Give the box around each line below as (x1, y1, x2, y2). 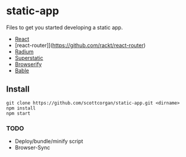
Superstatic (14, 54, 44, 61)
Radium (14, 48, 34, 55)
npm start (6, 110, 31, 117)
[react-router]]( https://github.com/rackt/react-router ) (14, 42, 146, 49)
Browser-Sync (14, 144, 51, 151)
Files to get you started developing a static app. (6, 24, 123, 31)
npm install (6, 105, 36, 111)
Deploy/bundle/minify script (14, 138, 83, 145)
